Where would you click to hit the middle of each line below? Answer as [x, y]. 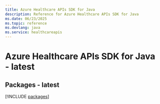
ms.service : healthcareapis [34, 32]
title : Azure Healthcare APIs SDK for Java [50, 10]
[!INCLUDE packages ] [27, 96]
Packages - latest [32, 85]
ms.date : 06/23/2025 [26, 19]
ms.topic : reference [26, 23]
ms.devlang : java [23, 28]
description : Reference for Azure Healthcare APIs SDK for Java [72, 14]
